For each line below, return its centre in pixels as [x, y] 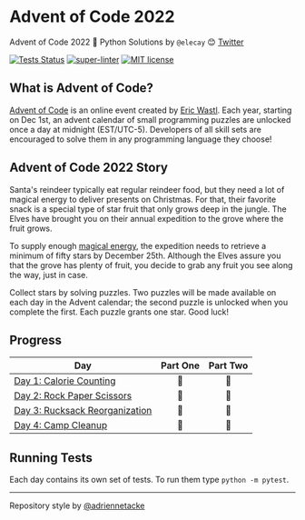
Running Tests [51, 458]
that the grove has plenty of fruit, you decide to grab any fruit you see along [151, 265]
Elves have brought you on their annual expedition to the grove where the [147, 218]
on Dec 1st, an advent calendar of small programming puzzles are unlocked [150, 119]
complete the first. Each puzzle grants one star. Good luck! [119, 312]
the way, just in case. [49, 275]
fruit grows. [31, 228]
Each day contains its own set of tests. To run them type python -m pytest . [149, 480]
